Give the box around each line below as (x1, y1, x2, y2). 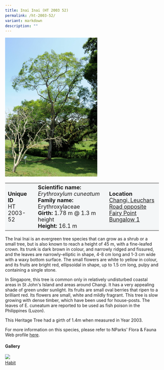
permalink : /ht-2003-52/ (5, 13, 56, 18)
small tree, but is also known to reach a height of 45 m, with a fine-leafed (5, 241, 152, 247)
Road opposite (109, 203, 146, 210)
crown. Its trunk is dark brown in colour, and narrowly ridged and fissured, (5, 246, 154, 252)
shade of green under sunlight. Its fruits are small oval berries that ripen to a (5, 287, 158, 293)
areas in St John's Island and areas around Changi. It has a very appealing (5, 282, 155, 288)
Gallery (5, 343, 20, 349)
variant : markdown (5, 18, 42, 23)
